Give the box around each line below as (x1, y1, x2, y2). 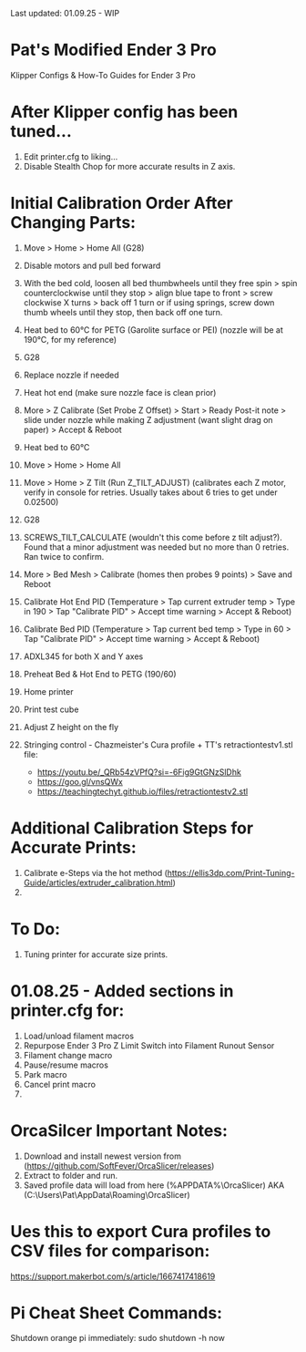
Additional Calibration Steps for (10, 818, 254, 838)
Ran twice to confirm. (23, 551, 105, 562)
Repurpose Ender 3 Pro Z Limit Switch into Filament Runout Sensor (23, 1039, 275, 1051)
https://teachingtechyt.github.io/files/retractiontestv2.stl (36, 786, 249, 797)
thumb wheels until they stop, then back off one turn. (23, 306, 223, 317)
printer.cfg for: (10, 1000, 125, 1020)
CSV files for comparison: (10, 1240, 210, 1261)
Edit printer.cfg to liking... (23, 150, 118, 162)
